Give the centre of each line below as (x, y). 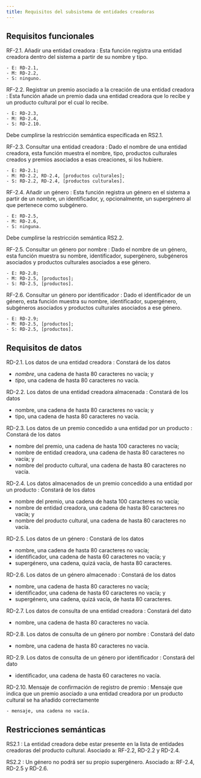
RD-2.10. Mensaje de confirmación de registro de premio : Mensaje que (94, 687)
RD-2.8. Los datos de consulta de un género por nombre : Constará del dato (100, 634)
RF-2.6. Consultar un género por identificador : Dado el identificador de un (99, 295)
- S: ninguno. (24, 79)
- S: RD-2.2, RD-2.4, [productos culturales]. (66, 181)
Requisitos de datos (44, 347)
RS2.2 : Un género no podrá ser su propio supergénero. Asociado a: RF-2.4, (100, 762)
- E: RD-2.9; (23, 319)
